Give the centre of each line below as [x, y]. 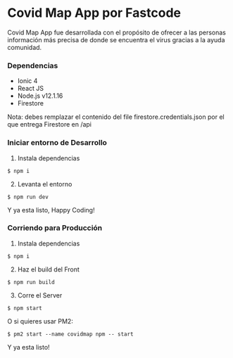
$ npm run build [31, 282]
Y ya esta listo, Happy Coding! [51, 210]
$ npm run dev [28, 197]
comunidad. [25, 47]
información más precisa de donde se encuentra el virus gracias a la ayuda [116, 39]
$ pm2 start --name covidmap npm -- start [70, 334]
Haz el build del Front [48, 269]
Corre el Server [40, 295]
